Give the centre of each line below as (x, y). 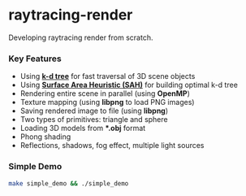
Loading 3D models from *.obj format (83, 128)
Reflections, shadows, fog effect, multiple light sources (112, 146)
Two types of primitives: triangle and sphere (94, 120)
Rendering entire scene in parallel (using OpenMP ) (105, 94)
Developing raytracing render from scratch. (81, 37)
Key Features (35, 59)
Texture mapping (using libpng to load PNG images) (107, 102)
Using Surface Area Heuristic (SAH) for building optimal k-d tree (129, 85)
